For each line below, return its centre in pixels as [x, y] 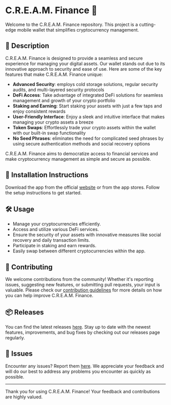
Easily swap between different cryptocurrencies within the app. [79, 251]
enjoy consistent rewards [39, 111]
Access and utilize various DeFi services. [56, 229]
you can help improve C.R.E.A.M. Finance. [49, 296]
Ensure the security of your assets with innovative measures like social [87, 235]
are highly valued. [24, 397]
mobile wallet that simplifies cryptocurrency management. [78, 30]
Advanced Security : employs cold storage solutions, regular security [85, 84]
